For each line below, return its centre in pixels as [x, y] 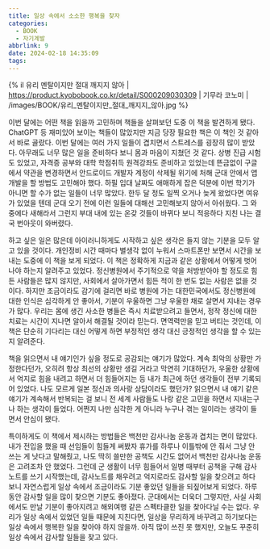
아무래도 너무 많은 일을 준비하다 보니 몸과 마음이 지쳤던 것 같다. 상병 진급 [133, 152]
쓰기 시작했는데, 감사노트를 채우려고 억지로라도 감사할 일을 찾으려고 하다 [143, 476]
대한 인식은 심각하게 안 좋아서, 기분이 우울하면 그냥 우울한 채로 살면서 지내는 [128, 300]
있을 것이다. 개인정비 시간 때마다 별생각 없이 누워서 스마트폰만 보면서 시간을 [135, 250]
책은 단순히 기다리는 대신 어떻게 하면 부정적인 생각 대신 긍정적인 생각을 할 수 [128, 331]
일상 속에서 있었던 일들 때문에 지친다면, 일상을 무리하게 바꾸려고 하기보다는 [140, 517]
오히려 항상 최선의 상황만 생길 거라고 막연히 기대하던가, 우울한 [141, 368]
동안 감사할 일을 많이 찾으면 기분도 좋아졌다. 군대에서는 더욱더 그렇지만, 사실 [128, 497]
